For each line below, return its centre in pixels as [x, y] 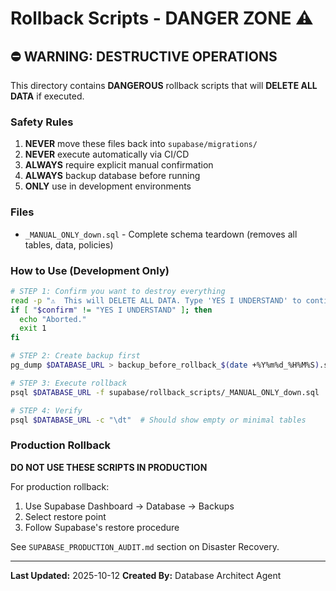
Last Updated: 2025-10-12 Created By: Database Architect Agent [146, 575]
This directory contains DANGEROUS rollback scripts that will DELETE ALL [164, 85]
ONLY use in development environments [108, 186]
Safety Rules [42, 122]
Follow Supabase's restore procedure [102, 527]
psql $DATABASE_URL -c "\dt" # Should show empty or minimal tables [158, 420]
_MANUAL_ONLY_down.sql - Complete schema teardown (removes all [161, 234]
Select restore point [65, 516]
